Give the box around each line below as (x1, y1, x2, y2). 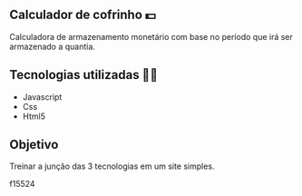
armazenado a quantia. (9, 41, 95, 52)
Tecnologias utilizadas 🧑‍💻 (9, 67, 159, 83)
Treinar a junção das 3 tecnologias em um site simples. (9, 161, 215, 171)
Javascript (22, 91, 63, 103)
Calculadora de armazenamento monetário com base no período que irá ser (9, 31, 293, 42)
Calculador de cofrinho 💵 (9, 7, 156, 23)
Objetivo (9, 137, 59, 152)
